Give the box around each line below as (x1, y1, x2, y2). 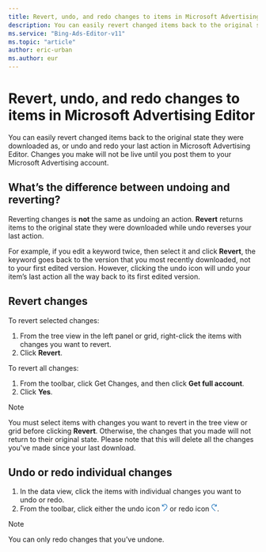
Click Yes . (19, 386, 53, 396)
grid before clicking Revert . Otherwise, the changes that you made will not (8, 426, 252, 436)
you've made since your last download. (8, 443, 136, 452)
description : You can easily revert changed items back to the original (8, 21, 253, 29)
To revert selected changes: (8, 315, 100, 325)
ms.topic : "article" (8, 38, 77, 46)
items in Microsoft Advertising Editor (8, 107, 256, 124)
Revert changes (8, 295, 89, 308)
